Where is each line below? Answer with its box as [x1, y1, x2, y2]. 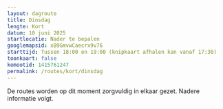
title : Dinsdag [7, 17, 51, 23]
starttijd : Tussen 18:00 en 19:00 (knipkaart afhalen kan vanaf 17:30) [7, 49, 217, 56]
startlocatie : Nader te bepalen [7, 36, 100, 43]
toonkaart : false [7, 55, 57, 62]
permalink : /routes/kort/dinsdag [7, 68, 103, 75]
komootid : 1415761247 [7, 61, 70, 68]
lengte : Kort [7, 23, 45, 30]
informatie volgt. [7, 94, 54, 102]
